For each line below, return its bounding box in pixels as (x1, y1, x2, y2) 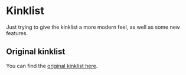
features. (6, 29, 28, 36)
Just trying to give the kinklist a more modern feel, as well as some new (6, 23, 180, 30)
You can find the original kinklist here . (6, 62, 98, 69)
